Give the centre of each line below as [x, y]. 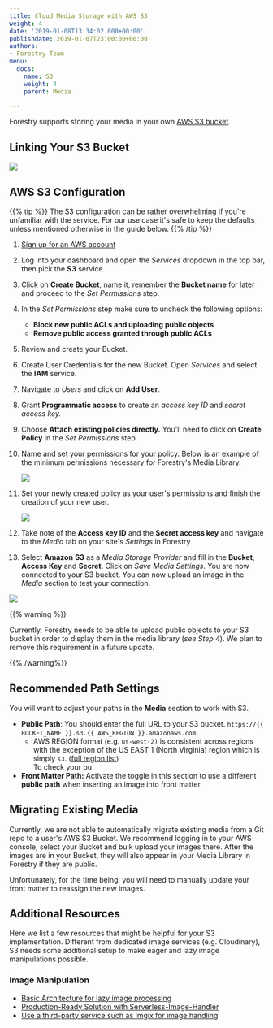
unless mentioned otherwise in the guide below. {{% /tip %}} [110, 229]
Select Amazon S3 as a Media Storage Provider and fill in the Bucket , [138, 557]
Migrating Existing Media [74, 810]
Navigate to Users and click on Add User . [91, 389]
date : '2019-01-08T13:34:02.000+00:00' [77, 31]
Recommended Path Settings [84, 689]
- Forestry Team [37, 54]
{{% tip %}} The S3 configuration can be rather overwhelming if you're [128, 211]
